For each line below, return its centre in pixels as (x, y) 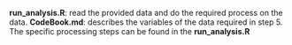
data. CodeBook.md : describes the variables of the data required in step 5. (146, 22)
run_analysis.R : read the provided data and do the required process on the (146, 13)
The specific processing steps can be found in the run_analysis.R (130, 31)
